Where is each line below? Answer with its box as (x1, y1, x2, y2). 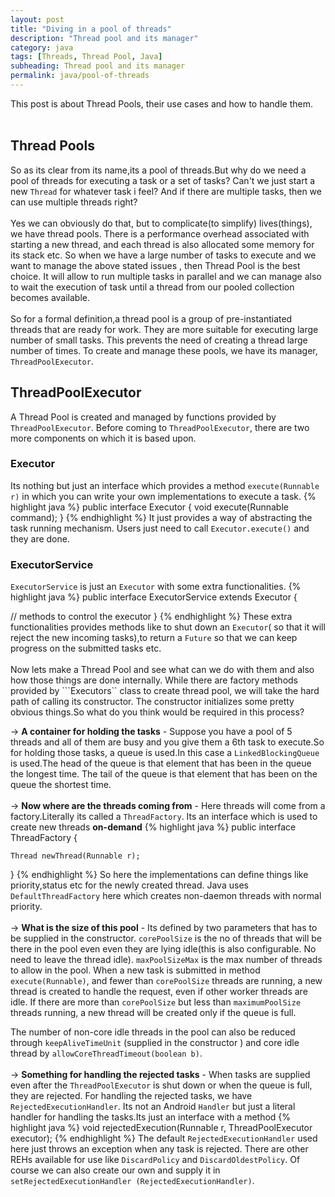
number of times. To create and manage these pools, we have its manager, (10, 344, 318, 356)
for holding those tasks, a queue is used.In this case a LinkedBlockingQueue (10, 747, 320, 759)
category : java (10, 42, 74, 53)
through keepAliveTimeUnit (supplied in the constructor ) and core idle (10, 1037, 300, 1049)
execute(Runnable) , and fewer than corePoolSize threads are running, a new (10, 975, 323, 987)
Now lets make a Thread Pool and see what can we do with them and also (10, 664, 315, 676)
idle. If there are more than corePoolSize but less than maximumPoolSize (10, 996, 302, 1008)
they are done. (10, 532, 70, 545)
